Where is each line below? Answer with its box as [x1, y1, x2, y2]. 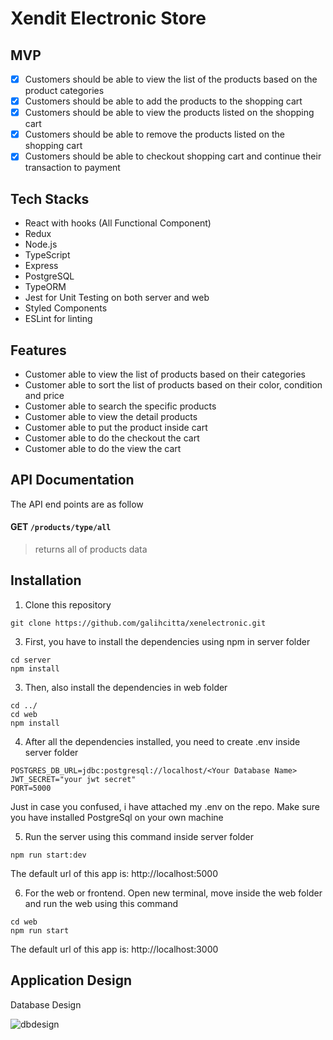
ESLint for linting [24, 313, 93, 325]
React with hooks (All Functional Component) [24, 217, 212, 229]
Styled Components [24, 302, 108, 314]
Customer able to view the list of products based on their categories [24, 368, 306, 380]
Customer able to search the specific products [24, 400, 217, 412]
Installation [10, 572, 82, 589]
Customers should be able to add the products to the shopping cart [24, 95, 303, 107]
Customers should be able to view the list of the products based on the [24, 73, 318, 85]
